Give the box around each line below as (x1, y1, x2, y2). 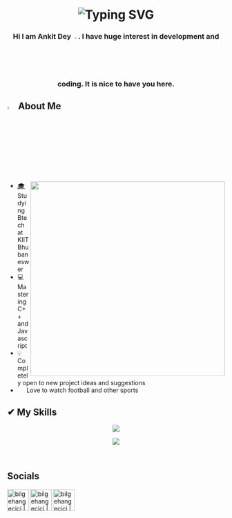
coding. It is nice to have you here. (57, 79, 175, 89)
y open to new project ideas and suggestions (17, 379, 146, 387)
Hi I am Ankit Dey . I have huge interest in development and (12, 32, 220, 41)
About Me (18, 100, 61, 112)
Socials (7, 470, 40, 482)
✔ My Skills (7, 406, 57, 418)
